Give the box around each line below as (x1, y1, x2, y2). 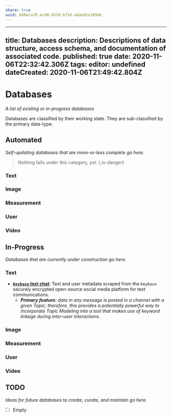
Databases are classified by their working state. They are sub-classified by (5, 115, 163, 121)
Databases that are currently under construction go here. (5, 257, 126, 263)
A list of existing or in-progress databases (5, 106, 95, 112)
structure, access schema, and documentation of (5, 44, 166, 53)
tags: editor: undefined (70, 60, 146, 69)
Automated (5, 136, 42, 144)
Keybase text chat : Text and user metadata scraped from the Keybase (12, 281, 157, 287)
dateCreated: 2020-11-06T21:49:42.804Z (5, 68, 142, 77)
